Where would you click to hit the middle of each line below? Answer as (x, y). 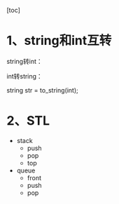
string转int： (24, 61)
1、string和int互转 (59, 41)
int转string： (24, 76)
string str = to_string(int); (42, 90)
